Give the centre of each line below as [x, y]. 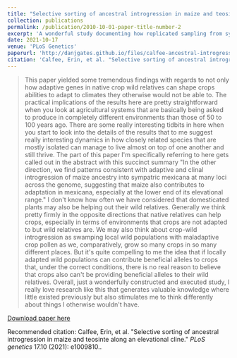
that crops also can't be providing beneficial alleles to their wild [116, 274]
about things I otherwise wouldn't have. [82, 304]
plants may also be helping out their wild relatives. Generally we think [125, 207]
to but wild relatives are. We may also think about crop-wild [111, 229]
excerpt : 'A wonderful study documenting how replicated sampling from [115, 33]
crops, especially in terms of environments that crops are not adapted [126, 222]
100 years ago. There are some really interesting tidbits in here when [124, 125]
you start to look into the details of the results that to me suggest [119, 132]
